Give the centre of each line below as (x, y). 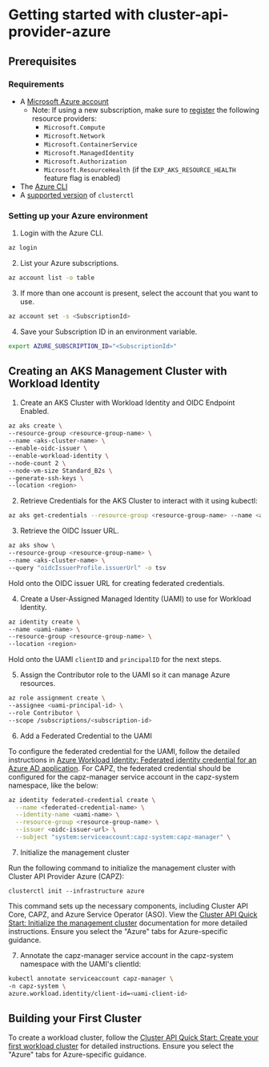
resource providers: (64, 118)
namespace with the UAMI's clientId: (80, 964)
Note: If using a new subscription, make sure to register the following (146, 110)
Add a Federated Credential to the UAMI (86, 736)
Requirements (36, 84)
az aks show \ (32, 546)
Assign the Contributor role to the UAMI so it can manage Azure (125, 675)
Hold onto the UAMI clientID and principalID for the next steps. (115, 660)
